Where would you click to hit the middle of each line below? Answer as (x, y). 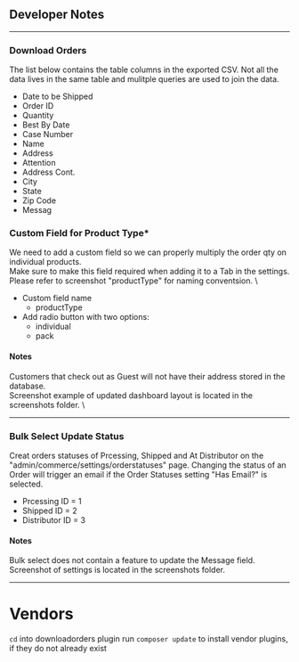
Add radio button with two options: (85, 317)
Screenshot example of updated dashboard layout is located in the (131, 395)
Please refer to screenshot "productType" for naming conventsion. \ (133, 281)
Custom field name (57, 298)
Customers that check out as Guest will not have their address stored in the (147, 376)
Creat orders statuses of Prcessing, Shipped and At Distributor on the (137, 455)
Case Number (48, 135)
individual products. (45, 262)
